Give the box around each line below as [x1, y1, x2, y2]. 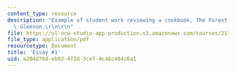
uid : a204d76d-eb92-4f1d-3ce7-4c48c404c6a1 [7, 56, 137, 63]
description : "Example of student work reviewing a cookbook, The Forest [7, 17, 228, 24]
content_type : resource [7, 10, 77, 17]
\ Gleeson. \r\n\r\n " [13, 23, 74, 30]
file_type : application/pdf [7, 36, 90, 43]
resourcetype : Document [7, 42, 77, 49]
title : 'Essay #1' [7, 49, 61, 56]
